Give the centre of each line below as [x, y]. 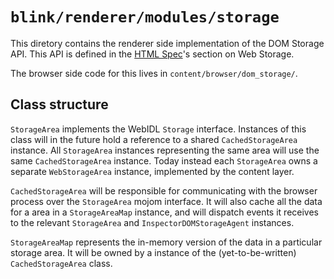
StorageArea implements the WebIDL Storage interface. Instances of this [158, 129]
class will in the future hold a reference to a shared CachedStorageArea [154, 139]
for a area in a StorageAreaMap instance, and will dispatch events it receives [164, 212]
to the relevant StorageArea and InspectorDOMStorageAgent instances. [152, 222]
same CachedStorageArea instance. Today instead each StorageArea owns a [164, 160]
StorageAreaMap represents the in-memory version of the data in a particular [166, 242]
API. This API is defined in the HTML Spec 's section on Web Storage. [152, 54]
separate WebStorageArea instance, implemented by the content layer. [152, 171]
